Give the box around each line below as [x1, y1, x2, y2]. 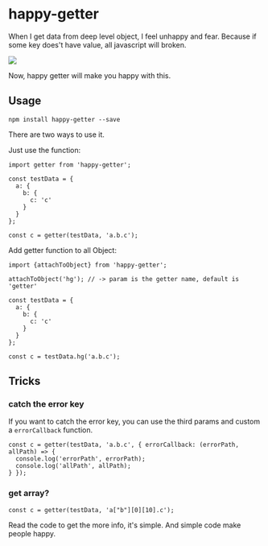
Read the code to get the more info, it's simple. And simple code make [8, 520, 241, 530]
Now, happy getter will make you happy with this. [8, 70, 171, 81]
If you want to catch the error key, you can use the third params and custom [8, 416, 260, 427]
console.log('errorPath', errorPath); [15, 455, 146, 463]
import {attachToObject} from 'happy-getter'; [8, 261, 167, 269]
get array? [8, 488, 50, 499]
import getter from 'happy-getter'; [8, 160, 131, 169]
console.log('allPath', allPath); [15, 462, 131, 470]
